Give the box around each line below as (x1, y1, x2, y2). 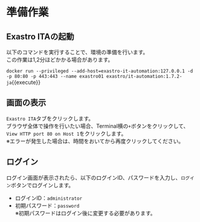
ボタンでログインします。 (10, 182, 74, 189)
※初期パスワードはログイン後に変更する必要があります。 (15, 209, 156, 217)
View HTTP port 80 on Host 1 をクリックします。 (6, 130, 127, 137)
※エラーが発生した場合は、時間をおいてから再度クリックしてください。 (6, 137, 184, 145)
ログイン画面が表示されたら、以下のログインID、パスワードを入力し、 (6, 174, 181, 181)
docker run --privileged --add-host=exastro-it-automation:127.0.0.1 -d (6, 68, 193, 74)
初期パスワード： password (15, 201, 80, 209)
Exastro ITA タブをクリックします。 (6, 115, 94, 122)
